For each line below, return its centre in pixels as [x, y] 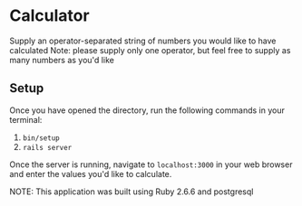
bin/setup [41, 138]
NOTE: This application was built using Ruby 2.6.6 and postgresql [132, 192]
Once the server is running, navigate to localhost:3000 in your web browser [151, 164]
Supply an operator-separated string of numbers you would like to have [143, 41]
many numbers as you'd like [62, 60]
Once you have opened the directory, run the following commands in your [147, 110]
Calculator [49, 16]
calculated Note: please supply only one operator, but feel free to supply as [150, 50]
